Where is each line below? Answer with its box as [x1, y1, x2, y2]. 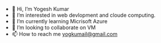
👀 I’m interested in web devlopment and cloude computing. [11, 12, 156, 19]
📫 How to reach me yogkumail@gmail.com [11, 31, 118, 37]
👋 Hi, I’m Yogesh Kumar [11, 6, 69, 12]
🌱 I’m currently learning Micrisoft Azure [11, 18, 108, 24]
